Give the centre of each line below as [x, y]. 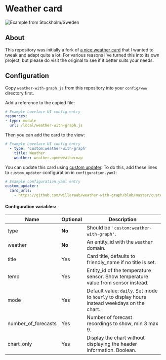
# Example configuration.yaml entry [43, 181]
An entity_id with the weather [120, 242]
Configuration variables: [31, 206]
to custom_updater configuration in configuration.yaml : [61, 172]
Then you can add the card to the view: [45, 135]
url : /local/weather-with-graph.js [46, 126]
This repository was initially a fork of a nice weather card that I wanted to [80, 49]
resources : [16, 116]
